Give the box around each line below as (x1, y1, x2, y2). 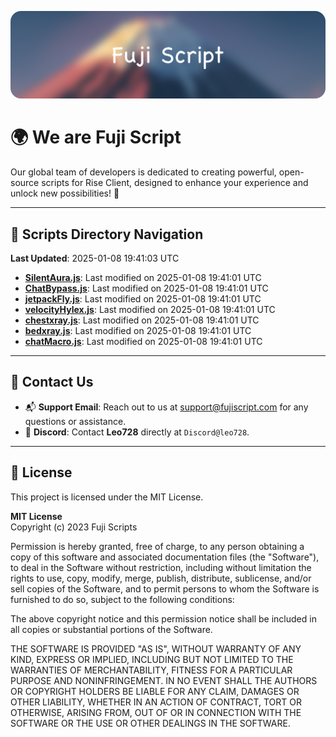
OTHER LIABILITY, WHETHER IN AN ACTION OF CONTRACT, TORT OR (10, 696, 302, 708)
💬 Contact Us (10, 374, 94, 391)
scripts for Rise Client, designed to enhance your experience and (41, 177, 309, 189)
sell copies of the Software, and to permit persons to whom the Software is (10, 582, 320, 595)
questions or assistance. (24, 415, 127, 427)
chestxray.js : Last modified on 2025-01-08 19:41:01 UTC (24, 314, 260, 326)
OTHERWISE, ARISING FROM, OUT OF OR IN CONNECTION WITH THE (10, 706, 302, 718)
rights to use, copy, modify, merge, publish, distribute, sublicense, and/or (10, 572, 312, 584)
